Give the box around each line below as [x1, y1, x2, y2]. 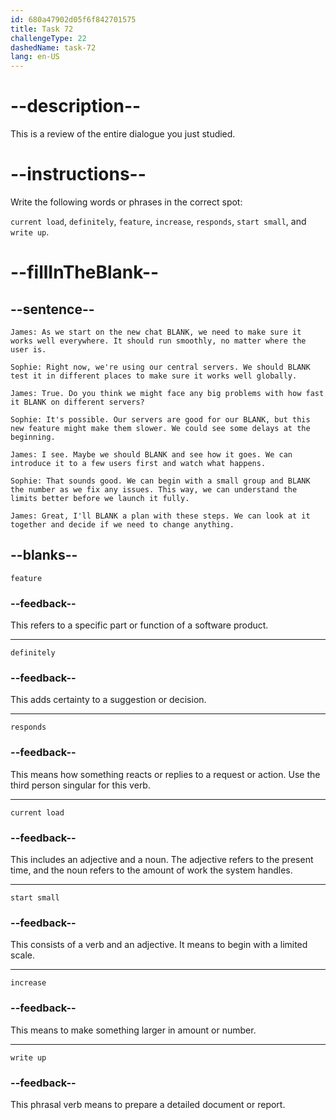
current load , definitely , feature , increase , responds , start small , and [10, 216, 307, 227]
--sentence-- [10, 301, 95, 318]
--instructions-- [10, 163, 147, 186]
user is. [10, 345, 47, 355]
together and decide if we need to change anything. [10, 520, 235, 530]
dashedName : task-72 [10, 42, 97, 53]
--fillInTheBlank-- [10, 261, 160, 284]
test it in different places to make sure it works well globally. [10, 371, 298, 381]
